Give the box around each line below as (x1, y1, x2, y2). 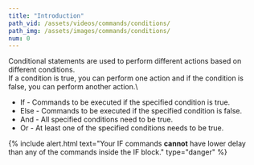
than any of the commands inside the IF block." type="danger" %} (8, 147, 227, 157)
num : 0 (8, 34, 31, 43)
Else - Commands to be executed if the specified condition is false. (19, 106, 243, 116)
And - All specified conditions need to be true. (19, 114, 174, 125)
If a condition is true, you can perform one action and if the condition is (8, 73, 244, 83)
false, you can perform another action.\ (8, 82, 138, 92)
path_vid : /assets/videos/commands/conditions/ (8, 19, 171, 27)
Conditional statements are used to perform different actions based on (8, 56, 242, 66)
